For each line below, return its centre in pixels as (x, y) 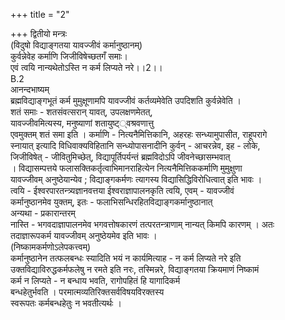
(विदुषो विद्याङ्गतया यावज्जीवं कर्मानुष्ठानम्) (76, 45)
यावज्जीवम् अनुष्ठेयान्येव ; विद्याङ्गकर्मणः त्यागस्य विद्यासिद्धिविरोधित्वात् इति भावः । (136, 179)
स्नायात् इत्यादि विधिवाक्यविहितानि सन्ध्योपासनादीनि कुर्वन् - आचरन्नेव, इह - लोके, (135, 145)
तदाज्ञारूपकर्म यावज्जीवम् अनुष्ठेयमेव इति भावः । (84, 235)
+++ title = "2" (40, 14)
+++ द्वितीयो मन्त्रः (39, 33)
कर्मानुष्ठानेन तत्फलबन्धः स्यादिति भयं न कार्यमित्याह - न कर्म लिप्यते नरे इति (126, 258)
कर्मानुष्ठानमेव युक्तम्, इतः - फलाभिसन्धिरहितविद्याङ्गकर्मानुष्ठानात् (111, 202)
